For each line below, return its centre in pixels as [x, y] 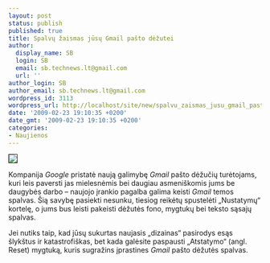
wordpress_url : [34, 105]
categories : [28, 128]
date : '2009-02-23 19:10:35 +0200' [68, 113]
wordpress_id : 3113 [41, 98]
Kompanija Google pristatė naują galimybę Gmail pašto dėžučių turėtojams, [133, 175]
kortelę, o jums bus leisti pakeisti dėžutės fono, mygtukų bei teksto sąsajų [130, 208]
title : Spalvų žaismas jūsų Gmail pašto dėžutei [91, 38]
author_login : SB [37, 83]
